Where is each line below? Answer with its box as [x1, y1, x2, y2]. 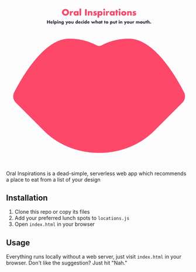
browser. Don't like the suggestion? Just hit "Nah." [6, 259, 128, 267]
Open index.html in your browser [14, 221, 95, 228]
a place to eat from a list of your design [6, 176, 101, 183]
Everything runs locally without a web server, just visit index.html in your [6, 253, 181, 260]
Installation [6, 193, 48, 203]
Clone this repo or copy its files [14, 208, 90, 215]
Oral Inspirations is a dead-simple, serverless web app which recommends [6, 170, 187, 177]
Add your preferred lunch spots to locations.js [14, 215, 130, 222]
